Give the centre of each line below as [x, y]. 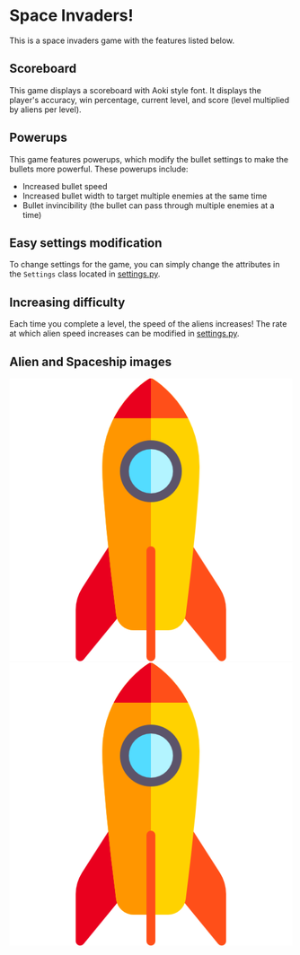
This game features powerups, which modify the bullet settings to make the [149, 159]
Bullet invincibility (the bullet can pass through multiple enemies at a [148, 205]
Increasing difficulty [67, 302]
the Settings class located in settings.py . [85, 274]
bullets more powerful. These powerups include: [99, 169]
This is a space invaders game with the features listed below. [122, 40]
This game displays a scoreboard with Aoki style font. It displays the [136, 90]
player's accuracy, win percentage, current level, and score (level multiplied [150, 100]
